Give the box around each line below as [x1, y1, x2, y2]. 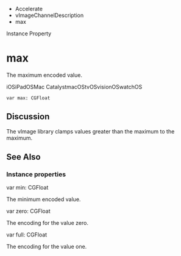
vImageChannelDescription [15, 12, 84, 19]
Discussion [6, 112, 50, 122]
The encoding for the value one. [6, 243, 87, 251]
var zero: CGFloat [6, 207, 51, 215]
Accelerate [15, 5, 43, 12]
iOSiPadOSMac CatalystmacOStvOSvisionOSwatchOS [6, 83, 143, 90]
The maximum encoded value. [6, 71, 82, 79]
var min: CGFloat [6, 184, 49, 191]
